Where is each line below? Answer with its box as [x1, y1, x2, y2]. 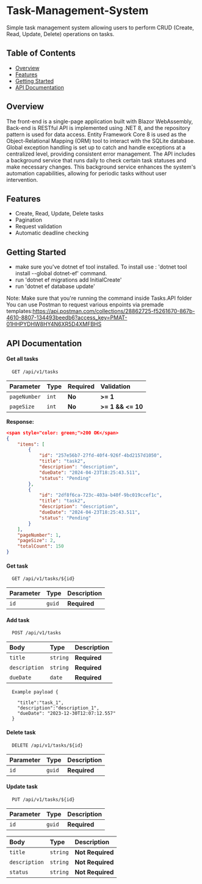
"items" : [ [17, 441, 45, 447]
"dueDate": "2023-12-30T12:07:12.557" [17, 711, 116, 717]
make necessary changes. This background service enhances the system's [6, 163, 197, 170]
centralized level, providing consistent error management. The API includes [6, 150, 196, 158]
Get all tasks [6, 355, 38, 363]
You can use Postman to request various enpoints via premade [6, 301, 164, 308]
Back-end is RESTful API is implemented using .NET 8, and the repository [6, 124, 190, 131]
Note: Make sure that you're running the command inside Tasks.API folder [6, 294, 192, 302]
